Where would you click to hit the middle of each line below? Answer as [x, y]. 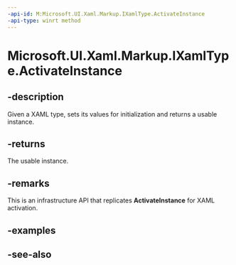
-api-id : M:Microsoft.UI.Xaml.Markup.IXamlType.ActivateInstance [106, 14]
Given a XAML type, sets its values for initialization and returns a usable [112, 114]
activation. [23, 208]
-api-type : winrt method [44, 21]
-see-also [29, 254]
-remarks [28, 183]
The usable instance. [38, 161]
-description [36, 97]
